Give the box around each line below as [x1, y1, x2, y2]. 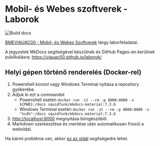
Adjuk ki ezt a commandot [12, 91, 65, 97]
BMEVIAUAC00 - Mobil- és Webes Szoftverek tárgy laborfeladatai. [5, 39, 139, 45]
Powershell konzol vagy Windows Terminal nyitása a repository [12, 81, 139, 87]
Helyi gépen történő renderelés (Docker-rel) [5, 68, 141, 77]
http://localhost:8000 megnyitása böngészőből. [12, 116, 108, 122]
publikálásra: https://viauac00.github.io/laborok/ [5, 54, 102, 60]
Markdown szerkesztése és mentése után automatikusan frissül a [12, 121, 144, 126]
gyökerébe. [12, 86, 35, 92]
